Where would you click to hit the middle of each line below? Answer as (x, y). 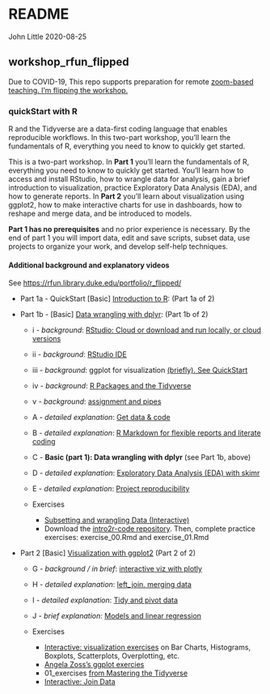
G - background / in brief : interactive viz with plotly (117, 569)
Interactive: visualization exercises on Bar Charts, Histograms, (148, 647)
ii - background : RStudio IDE (79, 354)
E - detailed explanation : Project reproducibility (111, 489)
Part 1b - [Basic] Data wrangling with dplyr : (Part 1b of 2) (114, 315)
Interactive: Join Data (80, 682)
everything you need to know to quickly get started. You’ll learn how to (126, 170)
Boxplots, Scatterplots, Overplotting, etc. (112, 656)
